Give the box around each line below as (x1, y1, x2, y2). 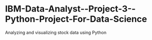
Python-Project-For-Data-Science (5, 13, 147, 25)
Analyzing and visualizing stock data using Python (5, 29, 107, 35)
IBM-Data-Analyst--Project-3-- (5, 3, 136, 14)
